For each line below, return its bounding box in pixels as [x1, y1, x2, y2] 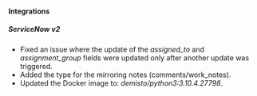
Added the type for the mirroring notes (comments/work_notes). [19, 70, 231, 79]
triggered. [19, 61, 53, 71]
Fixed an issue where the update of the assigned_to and [19, 44, 205, 54]
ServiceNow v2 [8, 25, 61, 34]
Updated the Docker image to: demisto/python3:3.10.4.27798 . [19, 78, 223, 87]
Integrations [8, 6, 50, 16]
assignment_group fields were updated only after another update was [19, 52, 250, 63]
